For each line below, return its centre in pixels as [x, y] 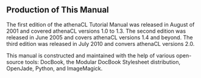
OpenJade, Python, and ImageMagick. [55, 68]
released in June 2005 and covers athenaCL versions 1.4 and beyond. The [100, 37]
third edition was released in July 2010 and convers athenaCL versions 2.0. [100, 44]
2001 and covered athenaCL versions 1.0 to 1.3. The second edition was [96, 31]
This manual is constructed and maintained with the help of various [91, 55]
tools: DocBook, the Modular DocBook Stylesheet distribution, [103, 62]
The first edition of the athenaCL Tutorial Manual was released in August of [100, 24]
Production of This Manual [58, 10]
